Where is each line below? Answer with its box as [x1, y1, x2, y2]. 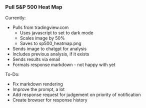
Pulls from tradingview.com [12, 24, 69, 30]
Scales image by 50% [19, 35, 65, 41]
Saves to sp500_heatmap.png [19, 40, 81, 46]
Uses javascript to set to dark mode [19, 30, 93, 36]
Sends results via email [12, 56, 60, 62]
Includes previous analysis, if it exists [12, 51, 89, 57]
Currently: [5, 15, 26, 21]
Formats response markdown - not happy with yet [12, 61, 116, 68]
